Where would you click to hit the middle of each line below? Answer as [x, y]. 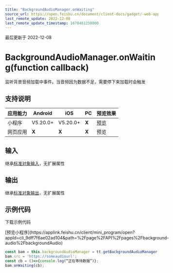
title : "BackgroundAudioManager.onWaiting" [50, 9]
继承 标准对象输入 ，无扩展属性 [35, 163]
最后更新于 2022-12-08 [28, 37]
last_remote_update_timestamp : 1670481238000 [52, 23]
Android [43, 113]
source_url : [17, 14]
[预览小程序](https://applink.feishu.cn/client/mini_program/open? [70, 232]
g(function [27, 68]
